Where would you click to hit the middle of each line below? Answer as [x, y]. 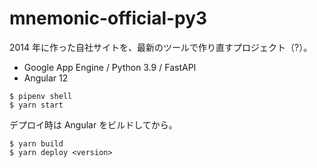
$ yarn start [36, 105]
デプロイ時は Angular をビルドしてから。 [93, 124]
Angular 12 [46, 78]
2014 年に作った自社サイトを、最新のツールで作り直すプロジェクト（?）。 [161, 47]
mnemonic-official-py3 [108, 18]
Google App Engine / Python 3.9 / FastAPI [110, 67]
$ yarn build [36, 143]
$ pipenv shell [41, 96]
